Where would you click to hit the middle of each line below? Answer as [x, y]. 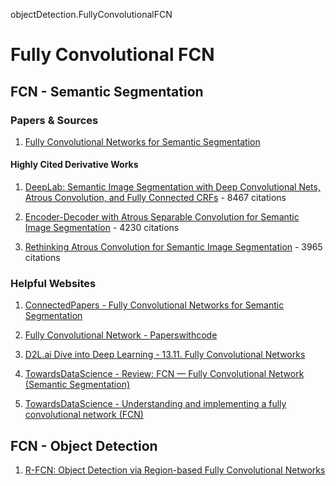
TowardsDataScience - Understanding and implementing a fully [155, 404]
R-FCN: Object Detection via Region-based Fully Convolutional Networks [175, 470]
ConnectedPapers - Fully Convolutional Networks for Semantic [154, 305]
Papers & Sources [54, 120]
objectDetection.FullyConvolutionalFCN [91, 14]
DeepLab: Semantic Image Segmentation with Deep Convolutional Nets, [172, 187]
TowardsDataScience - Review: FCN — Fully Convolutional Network [164, 374]
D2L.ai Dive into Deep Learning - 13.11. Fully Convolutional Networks [165, 355]
